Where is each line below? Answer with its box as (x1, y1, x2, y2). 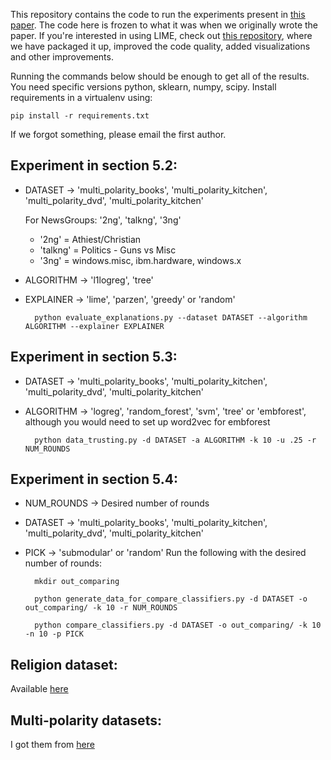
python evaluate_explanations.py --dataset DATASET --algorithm (34, 312, 308, 323)
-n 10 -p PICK (24, 629, 84, 639)
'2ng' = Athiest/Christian (39, 233, 142, 245)
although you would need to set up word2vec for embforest (24, 415, 271, 428)
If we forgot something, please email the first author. (10, 129, 227, 140)
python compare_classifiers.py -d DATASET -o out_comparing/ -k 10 (34, 620, 322, 631)
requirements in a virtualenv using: (10, 92, 153, 103)
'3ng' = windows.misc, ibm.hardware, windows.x (39, 254, 242, 266)
